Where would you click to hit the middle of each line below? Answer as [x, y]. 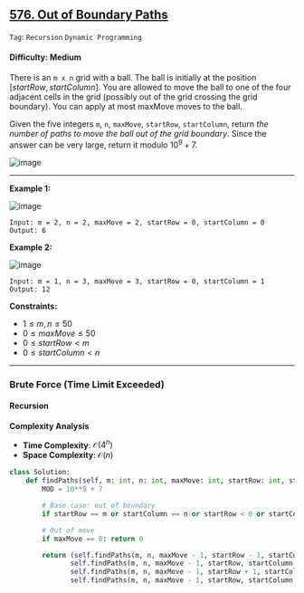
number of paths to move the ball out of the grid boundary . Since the [138, 134]
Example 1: [30, 188]
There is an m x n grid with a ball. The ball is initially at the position [133, 78]
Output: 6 [28, 230]
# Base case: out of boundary [99, 506]
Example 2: [31, 247]
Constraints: [33, 306]
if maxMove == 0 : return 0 [93, 539]
